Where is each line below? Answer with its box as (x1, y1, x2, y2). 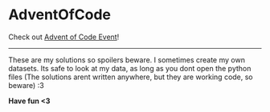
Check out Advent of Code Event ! (8, 32, 120, 42)
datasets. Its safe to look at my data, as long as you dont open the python (8, 63, 252, 73)
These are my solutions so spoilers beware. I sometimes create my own (8, 54, 245, 65)
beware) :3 (8, 80, 44, 90)
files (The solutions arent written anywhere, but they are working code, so (8, 72, 253, 82)
